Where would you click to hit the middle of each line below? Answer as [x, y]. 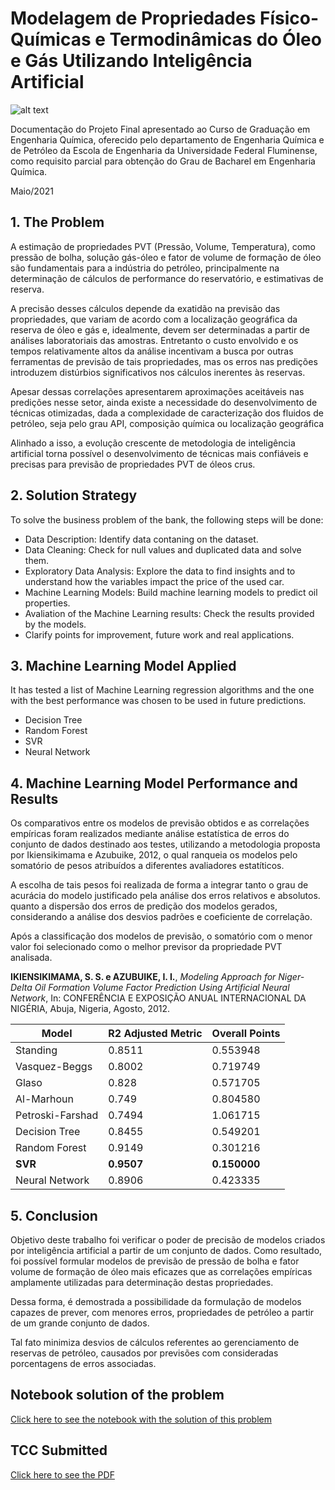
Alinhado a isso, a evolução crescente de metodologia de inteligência [153, 443]
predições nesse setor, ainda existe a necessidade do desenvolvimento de [164, 402]
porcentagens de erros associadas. [83, 1363]
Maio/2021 [32, 191]
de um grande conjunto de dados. [80, 1323]
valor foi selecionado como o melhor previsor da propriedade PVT [146, 947]
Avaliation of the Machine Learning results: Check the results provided [169, 613]
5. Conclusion [54, 1215]
